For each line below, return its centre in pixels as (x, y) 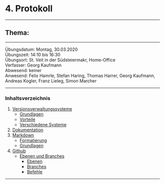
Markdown (23, 135)
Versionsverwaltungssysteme (42, 109)
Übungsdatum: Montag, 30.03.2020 (41, 49)
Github (19, 151)
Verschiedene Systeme (43, 125)
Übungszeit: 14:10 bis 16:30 (33, 54)
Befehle (35, 172)
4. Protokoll (29, 9)
